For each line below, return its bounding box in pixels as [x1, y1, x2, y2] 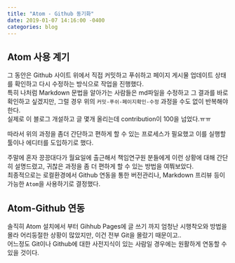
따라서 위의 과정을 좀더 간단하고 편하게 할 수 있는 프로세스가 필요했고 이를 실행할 [7, 130, 227, 138]
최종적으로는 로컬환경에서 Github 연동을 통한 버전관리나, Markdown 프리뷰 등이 [7, 171, 226, 180]
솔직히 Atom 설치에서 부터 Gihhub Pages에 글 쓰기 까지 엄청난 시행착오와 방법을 [7, 222, 227, 230]
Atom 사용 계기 [7, 50, 70, 63]
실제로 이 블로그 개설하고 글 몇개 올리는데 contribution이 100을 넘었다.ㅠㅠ [7, 115, 212, 123]
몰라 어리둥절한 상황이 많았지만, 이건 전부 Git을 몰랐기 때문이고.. [7, 231, 182, 239]
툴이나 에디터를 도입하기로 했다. [7, 138, 94, 147]
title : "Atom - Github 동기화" [7, 10, 95, 18]
